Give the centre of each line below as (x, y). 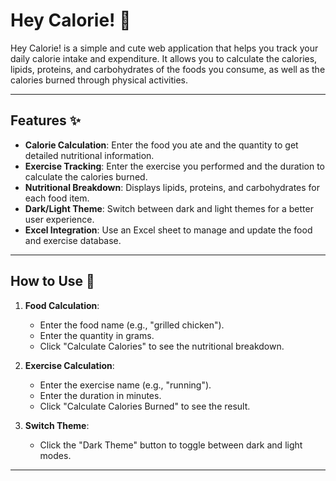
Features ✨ (45, 120)
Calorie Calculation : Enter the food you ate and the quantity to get (161, 145)
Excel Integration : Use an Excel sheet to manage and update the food (168, 230)
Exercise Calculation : (69, 365)
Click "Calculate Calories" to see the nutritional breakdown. (162, 346)
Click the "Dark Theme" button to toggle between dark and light (171, 445)
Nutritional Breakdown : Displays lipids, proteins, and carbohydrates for (172, 187)
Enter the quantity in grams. (97, 335)
